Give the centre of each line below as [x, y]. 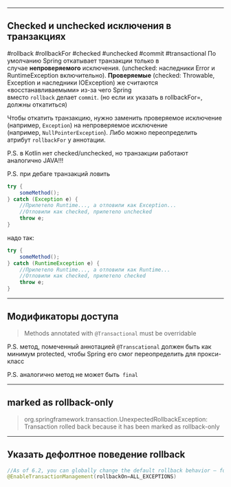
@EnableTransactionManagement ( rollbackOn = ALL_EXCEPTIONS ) [92, 477]
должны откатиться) [37, 105]
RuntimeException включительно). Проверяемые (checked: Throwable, [111, 75]
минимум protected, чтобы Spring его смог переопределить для [101, 354]
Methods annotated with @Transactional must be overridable [110, 333]
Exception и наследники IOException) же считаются [82, 83]
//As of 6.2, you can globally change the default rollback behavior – [112, 470]
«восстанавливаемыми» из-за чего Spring [69, 89]
